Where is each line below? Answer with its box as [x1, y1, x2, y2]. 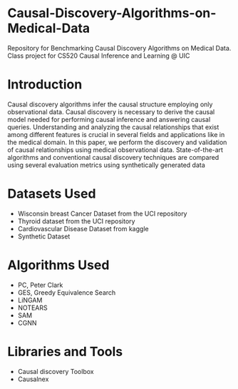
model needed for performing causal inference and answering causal [7, 115, 211, 123]
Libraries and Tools [7, 343, 123, 360]
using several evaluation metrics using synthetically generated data [7, 161, 205, 169]
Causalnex [17, 375, 49, 383]
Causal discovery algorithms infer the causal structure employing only [7, 100, 213, 108]
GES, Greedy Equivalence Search [17, 288, 116, 297]
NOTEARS [17, 303, 48, 312]
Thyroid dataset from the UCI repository [17, 216, 135, 226]
